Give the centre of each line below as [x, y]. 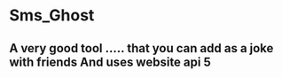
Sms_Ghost [52, 16]
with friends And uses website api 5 [110, 62]
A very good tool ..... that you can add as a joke [141, 48]
